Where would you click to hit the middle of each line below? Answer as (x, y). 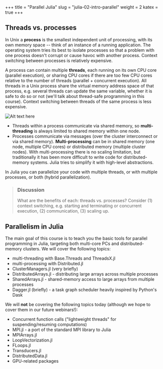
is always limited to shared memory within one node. (87, 131)
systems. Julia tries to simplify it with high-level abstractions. (92, 162)
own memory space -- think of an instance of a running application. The (78, 45)
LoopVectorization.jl (32, 340)
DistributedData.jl (30, 356)
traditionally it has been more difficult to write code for (67, 157)
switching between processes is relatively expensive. (59, 61)
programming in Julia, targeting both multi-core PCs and (62, 244)
